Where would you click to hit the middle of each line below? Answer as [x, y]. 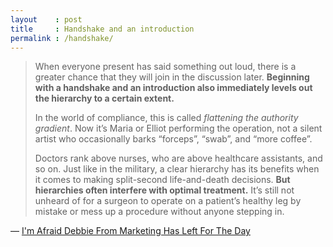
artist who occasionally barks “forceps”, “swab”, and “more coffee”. [173, 139]
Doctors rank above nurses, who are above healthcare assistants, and [178, 158]
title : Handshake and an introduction [102, 29]
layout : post [46, 19]
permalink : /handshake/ [62, 38]
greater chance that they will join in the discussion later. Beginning [172, 77]
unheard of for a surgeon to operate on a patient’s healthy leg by [168, 201]
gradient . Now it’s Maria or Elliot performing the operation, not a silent [178, 128]
